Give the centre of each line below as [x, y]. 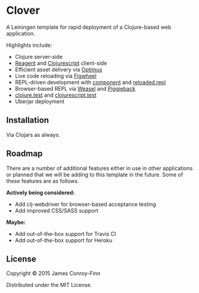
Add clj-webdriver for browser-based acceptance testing [85, 204]
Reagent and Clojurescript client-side [61, 63]
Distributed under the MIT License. [49, 285]
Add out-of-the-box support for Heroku [64, 240]
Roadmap [25, 154]
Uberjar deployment [40, 101]
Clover [23, 11]
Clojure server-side [39, 56]
